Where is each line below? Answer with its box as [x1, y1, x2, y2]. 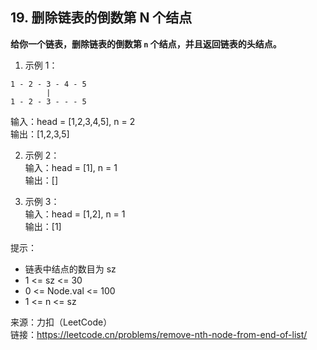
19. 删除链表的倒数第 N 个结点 [10, 9, 193, 27]
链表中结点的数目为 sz [24, 263, 117, 275]
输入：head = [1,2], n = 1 [24, 208, 126, 220]
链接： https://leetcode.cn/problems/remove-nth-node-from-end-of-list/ [10, 328, 308, 340]
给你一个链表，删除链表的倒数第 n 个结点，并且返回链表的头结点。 [10, 38, 282, 50]
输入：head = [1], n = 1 [24, 161, 118, 173]
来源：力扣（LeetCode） [10, 316, 113, 328]
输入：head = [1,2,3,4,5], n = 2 [10, 115, 136, 127]
